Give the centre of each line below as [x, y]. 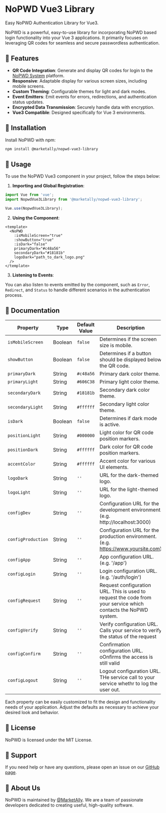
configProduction [28, 539]
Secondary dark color [125, 390]
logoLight [19, 492]
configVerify [23, 630]
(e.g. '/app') [113, 563]
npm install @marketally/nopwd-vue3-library [52, 149]
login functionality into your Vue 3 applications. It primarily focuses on [76, 38]
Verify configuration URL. [129, 624]
